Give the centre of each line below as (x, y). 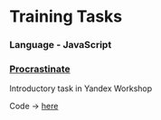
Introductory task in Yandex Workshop (81, 88)
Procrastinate (40, 69)
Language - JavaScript (61, 45)
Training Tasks (66, 17)
